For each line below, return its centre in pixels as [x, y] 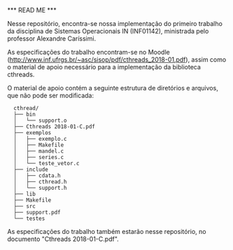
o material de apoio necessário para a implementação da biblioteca [104, 67]
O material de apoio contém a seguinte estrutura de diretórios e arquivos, [113, 88]
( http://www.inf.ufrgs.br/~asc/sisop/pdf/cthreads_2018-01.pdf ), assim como [117, 60]
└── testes [29, 218]
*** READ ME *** [32, 10]
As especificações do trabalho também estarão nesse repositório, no [107, 231]
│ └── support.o [41, 120]
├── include [31, 169]
